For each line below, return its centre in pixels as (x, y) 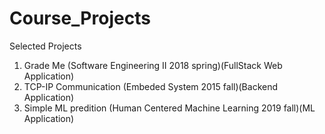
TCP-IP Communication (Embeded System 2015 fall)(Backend (151, 86)
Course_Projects (80, 18)
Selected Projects (45, 46)
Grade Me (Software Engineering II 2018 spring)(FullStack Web (153, 65)
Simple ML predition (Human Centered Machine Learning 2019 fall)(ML (169, 108)
